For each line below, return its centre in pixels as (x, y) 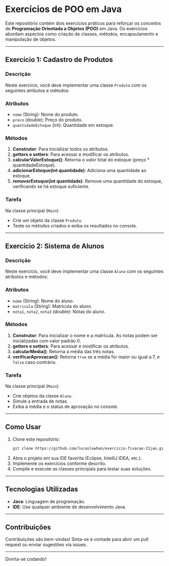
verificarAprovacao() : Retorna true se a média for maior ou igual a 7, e (86, 357)
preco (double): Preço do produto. (48, 120)
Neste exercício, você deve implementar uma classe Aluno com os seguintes (84, 271)
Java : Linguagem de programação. (49, 501)
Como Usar (23, 427)
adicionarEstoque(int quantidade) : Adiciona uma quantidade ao (79, 171)
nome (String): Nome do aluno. (43, 301)
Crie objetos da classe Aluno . (43, 396)
